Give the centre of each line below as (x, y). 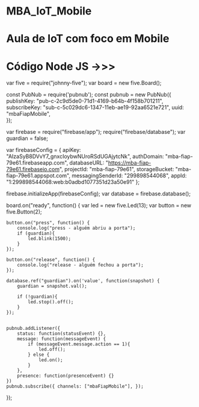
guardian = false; (27, 138)
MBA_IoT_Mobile (49, 11)
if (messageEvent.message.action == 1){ (79, 344)
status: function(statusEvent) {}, (62, 334)
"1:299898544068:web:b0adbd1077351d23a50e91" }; (73, 182)
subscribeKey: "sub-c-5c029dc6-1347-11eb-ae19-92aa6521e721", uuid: (95, 107)
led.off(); (52, 350)
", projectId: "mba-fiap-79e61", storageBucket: (117, 169)
